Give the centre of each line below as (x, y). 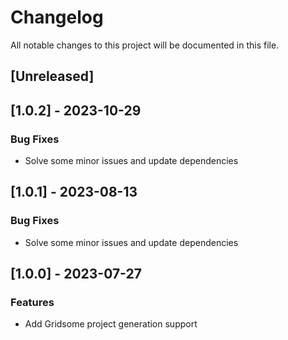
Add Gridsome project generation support (111, 324)
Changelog (57, 17)
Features (32, 303)
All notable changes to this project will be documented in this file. (145, 45)
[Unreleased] (52, 76)
